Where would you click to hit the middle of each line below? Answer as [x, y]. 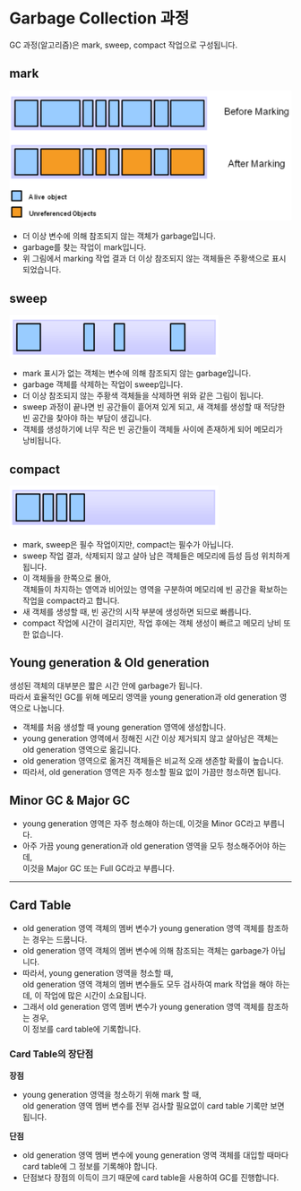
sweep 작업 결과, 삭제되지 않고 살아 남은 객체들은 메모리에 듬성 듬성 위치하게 [156, 556]
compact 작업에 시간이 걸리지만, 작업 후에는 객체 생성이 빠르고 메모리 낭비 [152, 623]
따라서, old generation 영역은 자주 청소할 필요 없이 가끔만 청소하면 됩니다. [151, 772]
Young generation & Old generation [109, 663]
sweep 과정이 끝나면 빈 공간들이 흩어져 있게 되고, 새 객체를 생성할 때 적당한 [154, 407]
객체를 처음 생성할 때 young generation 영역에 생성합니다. [124, 727]
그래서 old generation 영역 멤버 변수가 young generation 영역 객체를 [143, 1006]
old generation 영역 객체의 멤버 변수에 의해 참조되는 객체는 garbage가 [146, 950]
